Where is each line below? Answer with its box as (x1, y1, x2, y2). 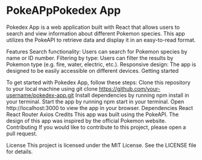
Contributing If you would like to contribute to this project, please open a (6, 123, 186, 131)
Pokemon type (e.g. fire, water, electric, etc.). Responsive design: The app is (6, 61, 197, 68)
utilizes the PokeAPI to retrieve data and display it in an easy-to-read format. (6, 36, 196, 43)
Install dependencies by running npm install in (75, 91, 189, 99)
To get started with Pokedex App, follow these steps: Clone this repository (6, 79, 191, 86)
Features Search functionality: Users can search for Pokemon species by (6, 48, 188, 55)
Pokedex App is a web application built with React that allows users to (6, 23, 180, 31)
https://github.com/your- (99, 85, 161, 92)
